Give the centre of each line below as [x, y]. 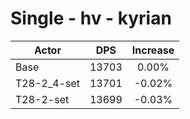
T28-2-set [42, 99]
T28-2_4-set [47, 83]
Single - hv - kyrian [91, 18]
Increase [153, 50]
